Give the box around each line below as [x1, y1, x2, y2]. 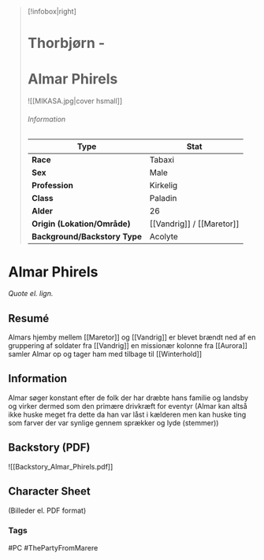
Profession [31, 180, 73, 191]
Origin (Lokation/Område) [31, 218, 131, 229]
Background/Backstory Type [31, 232, 142, 243]
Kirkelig [149, 180, 178, 191]
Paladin [149, 193, 177, 204]
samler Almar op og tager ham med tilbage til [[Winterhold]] [8, 350, 203, 359]
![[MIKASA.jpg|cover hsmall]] [27, 96, 123, 106]
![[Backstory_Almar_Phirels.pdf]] [8, 462, 113, 471]
